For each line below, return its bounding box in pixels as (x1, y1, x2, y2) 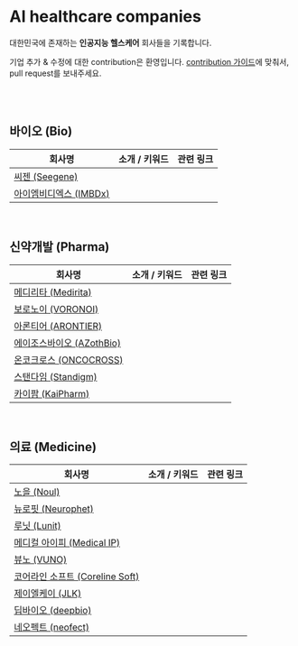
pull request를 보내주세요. (9, 68, 102, 78)
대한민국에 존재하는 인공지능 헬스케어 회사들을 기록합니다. (9, 37, 212, 48)
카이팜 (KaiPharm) (14, 387, 90, 400)
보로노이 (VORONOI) (14, 302, 99, 315)
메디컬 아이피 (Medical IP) (14, 537, 120, 549)
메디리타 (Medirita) (14, 286, 92, 299)
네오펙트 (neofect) (14, 621, 90, 633)
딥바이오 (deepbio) (14, 604, 92, 617)
